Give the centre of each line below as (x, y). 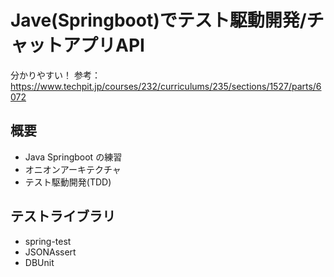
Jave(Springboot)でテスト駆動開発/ (158, 20)
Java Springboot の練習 (73, 157)
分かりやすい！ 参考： (55, 75)
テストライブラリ (63, 216)
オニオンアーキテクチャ (73, 169)
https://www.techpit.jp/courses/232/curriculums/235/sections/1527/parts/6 (166, 86)
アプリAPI (104, 45)
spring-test (48, 241)
